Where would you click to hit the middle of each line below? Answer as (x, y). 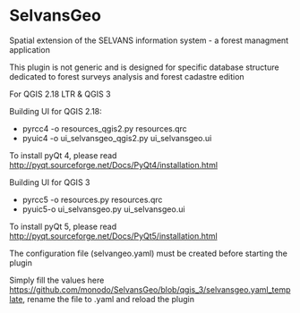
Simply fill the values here (57, 280)
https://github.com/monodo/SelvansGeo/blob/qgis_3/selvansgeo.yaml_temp (150, 289)
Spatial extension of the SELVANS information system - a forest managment (149, 40)
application (30, 49)
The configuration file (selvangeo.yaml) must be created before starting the (149, 253)
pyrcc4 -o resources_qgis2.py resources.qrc (105, 128)
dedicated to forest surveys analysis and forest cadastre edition (127, 76)
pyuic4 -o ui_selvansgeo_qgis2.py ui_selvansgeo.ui (117, 138)
